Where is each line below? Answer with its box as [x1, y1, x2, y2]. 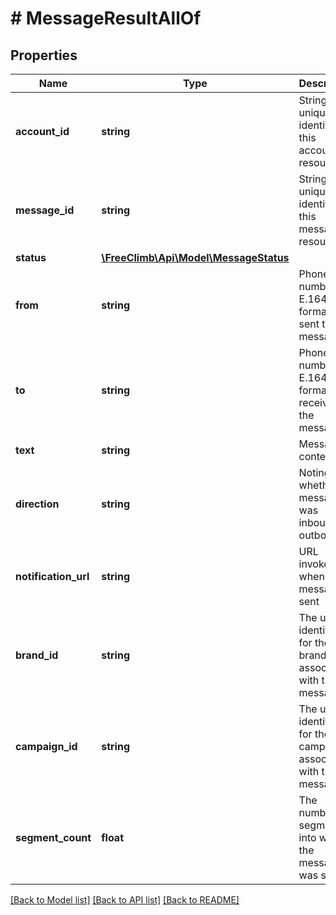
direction [15, 497, 60, 511]
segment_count [15, 831, 92, 844]
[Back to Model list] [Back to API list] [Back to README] [10, 894, 240, 906]
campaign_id [15, 740, 78, 753]
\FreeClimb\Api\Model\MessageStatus [101, 251, 290, 264]
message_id [15, 203, 75, 217]
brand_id [15, 648, 59, 662]
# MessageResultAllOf [10, 7, 202, 30]
